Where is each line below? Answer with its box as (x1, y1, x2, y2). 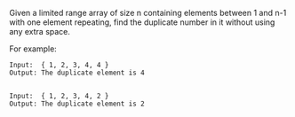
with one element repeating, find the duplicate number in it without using (9, 17, 275, 27)
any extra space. (9, 27, 71, 36)
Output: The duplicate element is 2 (9, 99, 145, 108)
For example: (9, 43, 58, 54)
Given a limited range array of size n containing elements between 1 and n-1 (9, 8, 287, 18)
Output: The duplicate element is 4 (9, 68, 145, 77)
